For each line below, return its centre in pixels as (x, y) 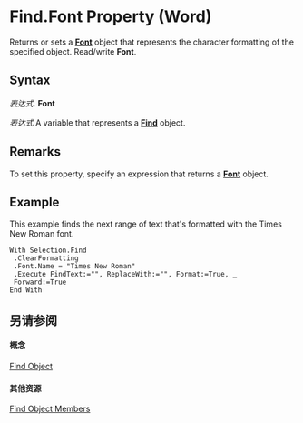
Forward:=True (40, 282)
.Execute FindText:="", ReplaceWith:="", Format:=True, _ (125, 275)
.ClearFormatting (46, 258)
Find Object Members (50, 409)
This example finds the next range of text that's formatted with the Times (146, 224)
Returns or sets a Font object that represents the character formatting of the (152, 42)
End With (26, 290)
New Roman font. (42, 234)
